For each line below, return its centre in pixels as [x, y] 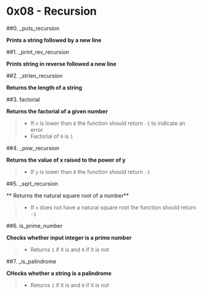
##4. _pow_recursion [33, 148]
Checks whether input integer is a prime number [69, 238]
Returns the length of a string [44, 88]
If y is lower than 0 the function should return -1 [90, 171]
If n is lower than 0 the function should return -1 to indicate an [108, 123]
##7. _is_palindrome [31, 261]
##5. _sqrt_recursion [32, 183]
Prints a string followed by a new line [54, 40]
